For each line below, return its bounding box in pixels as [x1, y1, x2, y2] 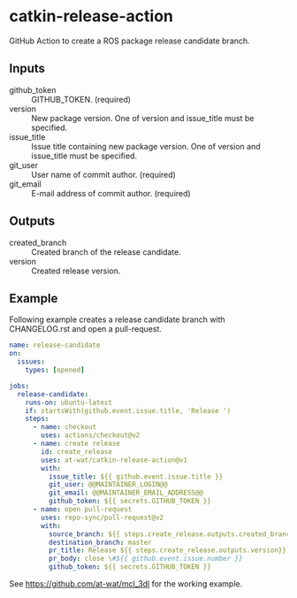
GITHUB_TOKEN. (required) [31, 94, 131, 104]
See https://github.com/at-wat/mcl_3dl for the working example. [9, 579, 243, 589]
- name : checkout [32, 423, 97, 432]
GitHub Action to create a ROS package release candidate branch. [9, 35, 250, 46]
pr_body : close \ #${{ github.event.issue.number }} [48, 555, 243, 563]
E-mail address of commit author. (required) [31, 188, 192, 198]
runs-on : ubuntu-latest [25, 398, 113, 407]
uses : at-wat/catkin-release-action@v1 [41, 456, 188, 464]
